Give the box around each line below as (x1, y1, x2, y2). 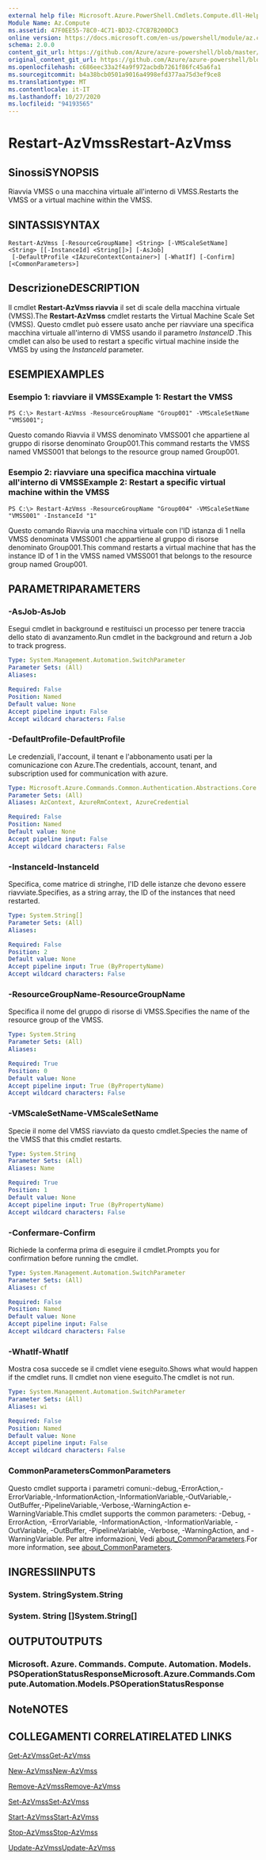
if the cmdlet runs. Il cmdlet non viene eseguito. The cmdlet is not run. (8, 1373, 235, 1383)
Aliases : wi (8, 1402, 47, 1410)
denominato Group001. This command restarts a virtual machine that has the (8, 543, 256, 552)
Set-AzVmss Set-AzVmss (8, 1797, 89, 1807)
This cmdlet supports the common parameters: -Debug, (63, 1509, 246, 1518)
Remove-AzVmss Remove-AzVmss (8, 1781, 121, 1791)
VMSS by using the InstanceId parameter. (8, 344, 144, 354)
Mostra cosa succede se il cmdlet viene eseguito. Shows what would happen (8, 1364, 258, 1374)
